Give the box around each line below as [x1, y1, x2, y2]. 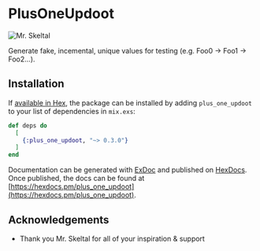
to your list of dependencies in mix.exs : [8, 106, 136, 116]
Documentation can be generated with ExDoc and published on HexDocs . [8, 165, 247, 175]
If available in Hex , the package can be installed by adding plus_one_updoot [8, 98, 252, 107]
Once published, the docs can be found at [8, 174, 145, 183]
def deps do [8, 121, 47, 130]
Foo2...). [8, 54, 35, 64]
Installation [8, 77, 65, 90]
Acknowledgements [8, 213, 110, 227]
